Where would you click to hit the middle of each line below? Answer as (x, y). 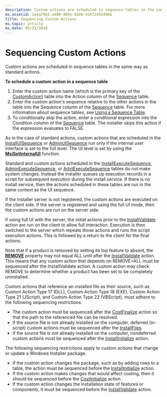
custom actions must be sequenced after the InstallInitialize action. (81, 338)
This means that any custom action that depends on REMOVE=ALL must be (82, 261)
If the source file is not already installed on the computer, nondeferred (84, 333)
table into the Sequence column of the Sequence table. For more (79, 107)
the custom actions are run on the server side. (52, 210)
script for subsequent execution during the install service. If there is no (78, 179)
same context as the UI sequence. (40, 190)
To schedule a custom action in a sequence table (57, 82)
